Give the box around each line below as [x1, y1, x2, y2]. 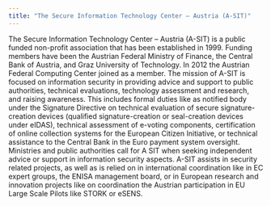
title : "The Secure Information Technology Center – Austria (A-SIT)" [8, 11, 252, 20]
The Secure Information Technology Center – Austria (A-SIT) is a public [8, 34, 246, 44]
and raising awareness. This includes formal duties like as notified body [8, 94, 247, 103]
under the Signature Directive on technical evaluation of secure [8, 103, 219, 112]
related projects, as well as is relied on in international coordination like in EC [8, 162, 264, 172]
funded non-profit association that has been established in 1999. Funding [8, 42, 252, 53]
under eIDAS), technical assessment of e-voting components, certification [8, 120, 256, 129]
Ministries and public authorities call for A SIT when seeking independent [8, 145, 252, 155]
